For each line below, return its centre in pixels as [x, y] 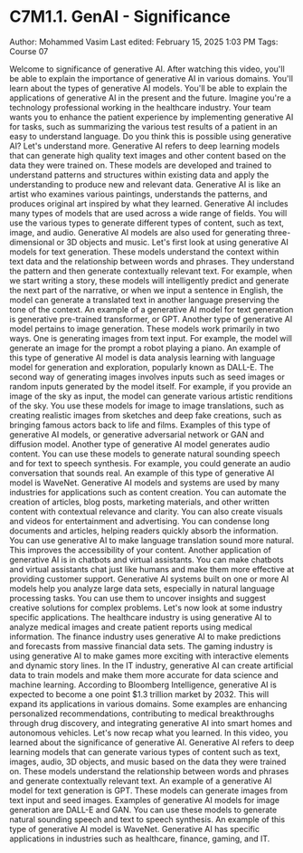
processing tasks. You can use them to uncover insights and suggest [138, 598]
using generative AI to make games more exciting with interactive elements [149, 656]
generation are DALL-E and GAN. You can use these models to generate [143, 810]
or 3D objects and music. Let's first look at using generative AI [173, 242]
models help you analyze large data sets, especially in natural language [142, 588]
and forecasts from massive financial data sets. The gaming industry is [141, 646]
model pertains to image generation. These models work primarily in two [145, 329]
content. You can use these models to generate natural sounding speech [145, 454]
